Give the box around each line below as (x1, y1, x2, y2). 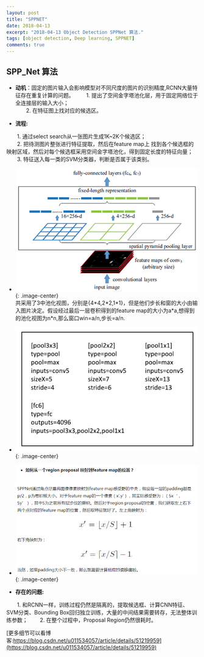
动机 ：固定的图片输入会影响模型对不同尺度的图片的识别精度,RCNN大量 (15, 84, 193, 91)
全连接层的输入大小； (15, 99, 69, 106)
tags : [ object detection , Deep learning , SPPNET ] (6, 35, 135, 42)
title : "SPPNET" (6, 16, 47, 23)
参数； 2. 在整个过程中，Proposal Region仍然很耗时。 (11, 616, 157, 624)
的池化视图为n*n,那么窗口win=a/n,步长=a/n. (15, 314, 125, 322)
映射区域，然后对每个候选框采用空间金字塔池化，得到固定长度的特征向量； (6, 148, 193, 155)
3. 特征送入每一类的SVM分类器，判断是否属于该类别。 (17, 155, 153, 162)
